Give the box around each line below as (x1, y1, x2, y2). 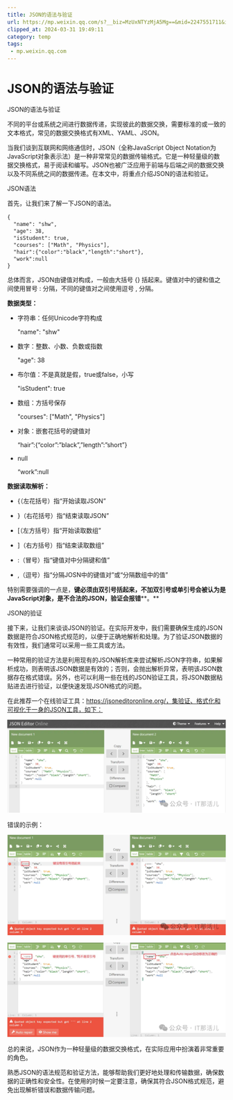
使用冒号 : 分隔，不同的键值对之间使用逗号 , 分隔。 (12, 284, 157, 292)
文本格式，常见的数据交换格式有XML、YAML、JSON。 (7, 129, 164, 137)
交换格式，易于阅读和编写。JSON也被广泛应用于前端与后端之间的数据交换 (12, 161, 225, 169)
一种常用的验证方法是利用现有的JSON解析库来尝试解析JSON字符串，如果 (7, 656, 217, 664)
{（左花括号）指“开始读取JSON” (17, 496, 106, 505)
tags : (7, 40, 23, 48)
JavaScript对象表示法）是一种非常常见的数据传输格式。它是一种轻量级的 (7, 152, 214, 160)
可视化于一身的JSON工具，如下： (7, 705, 103, 713)
